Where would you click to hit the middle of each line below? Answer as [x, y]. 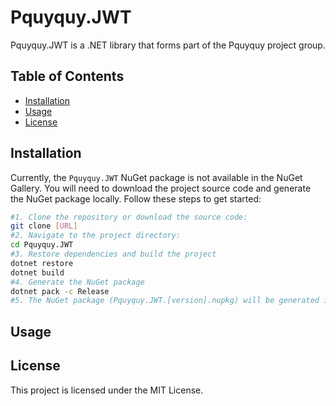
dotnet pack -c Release [60, 291]
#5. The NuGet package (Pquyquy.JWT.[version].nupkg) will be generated [165, 301]
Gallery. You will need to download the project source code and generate [161, 188]
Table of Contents [67, 76]
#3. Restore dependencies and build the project [113, 254]
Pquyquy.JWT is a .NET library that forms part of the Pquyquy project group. [168, 45]
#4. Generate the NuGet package [77, 282]
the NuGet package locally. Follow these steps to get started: [136, 198]
